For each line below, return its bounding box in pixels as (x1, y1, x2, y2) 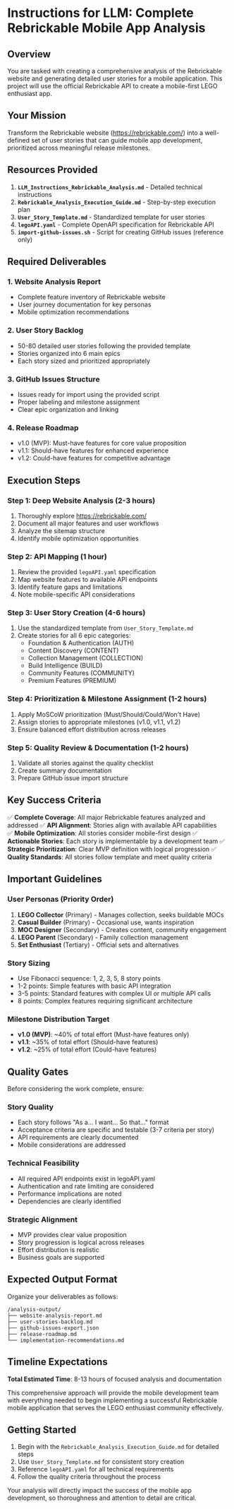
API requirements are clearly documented (17, 1133, 139, 1142)
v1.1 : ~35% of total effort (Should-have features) (17, 1038, 159, 1046)
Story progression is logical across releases (17, 1238, 144, 1246)
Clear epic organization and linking (17, 405, 119, 414)
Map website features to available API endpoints (17, 575, 158, 584)
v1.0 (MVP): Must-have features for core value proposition (17, 439, 187, 448)
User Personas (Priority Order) (7, 895, 114, 905)
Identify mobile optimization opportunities (17, 534, 139, 542)
